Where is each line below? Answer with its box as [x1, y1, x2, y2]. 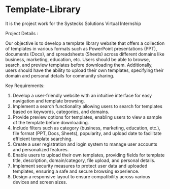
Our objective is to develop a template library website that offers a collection [5, 40, 165, 46]
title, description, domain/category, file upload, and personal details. [12, 157, 156, 164]
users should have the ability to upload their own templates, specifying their [5, 67, 164, 73]
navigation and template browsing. [12, 98, 85, 104]
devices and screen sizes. [12, 179, 67, 185]
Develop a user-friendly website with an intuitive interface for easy [12, 92, 152, 98]
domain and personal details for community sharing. [5, 72, 115, 78]
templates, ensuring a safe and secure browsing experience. [12, 168, 140, 174]
